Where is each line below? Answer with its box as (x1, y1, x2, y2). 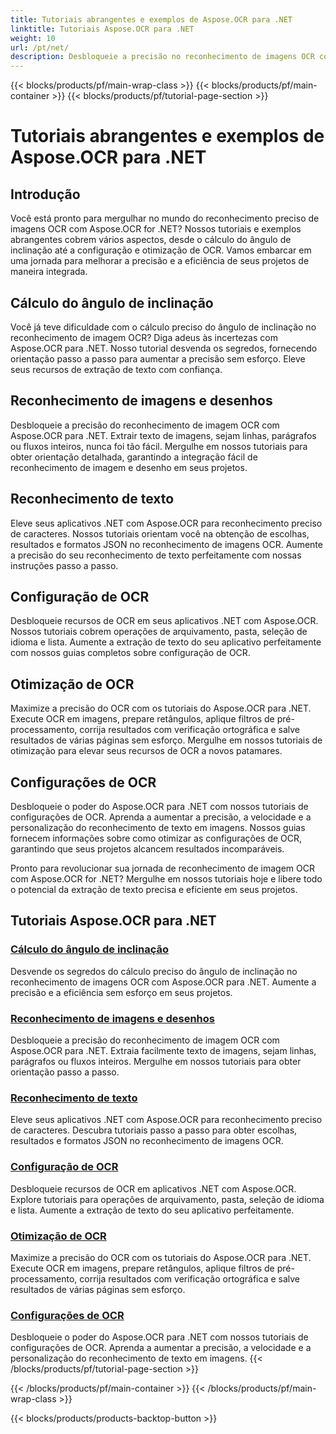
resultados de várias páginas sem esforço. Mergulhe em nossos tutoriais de (10, 734, 323, 746)
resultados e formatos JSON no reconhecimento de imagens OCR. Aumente (10, 538, 323, 550)
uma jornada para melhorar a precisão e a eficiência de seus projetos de (10, 255, 310, 267)
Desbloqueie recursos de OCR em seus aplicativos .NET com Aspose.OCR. (10, 615, 319, 627)
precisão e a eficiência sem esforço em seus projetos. (10, 986, 233, 998)
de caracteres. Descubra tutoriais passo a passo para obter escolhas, (10, 1124, 298, 1136)
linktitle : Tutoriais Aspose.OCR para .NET (10, 24, 195, 34)
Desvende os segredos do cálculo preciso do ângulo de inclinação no (10, 965, 298, 977)
